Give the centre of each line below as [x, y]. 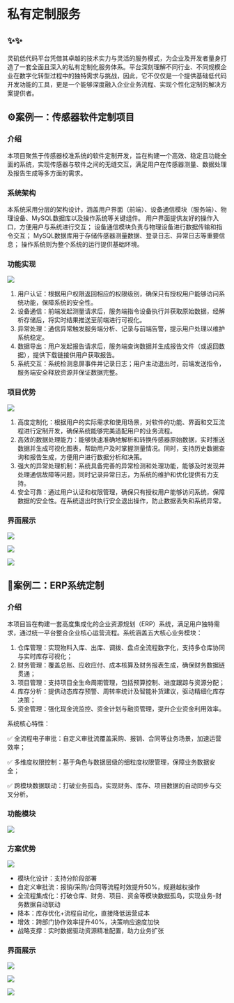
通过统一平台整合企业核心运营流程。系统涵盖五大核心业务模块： [111, 633]
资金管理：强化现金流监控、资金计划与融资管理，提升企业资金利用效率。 [121, 708]
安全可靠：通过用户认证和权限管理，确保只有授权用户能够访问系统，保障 [121, 492]
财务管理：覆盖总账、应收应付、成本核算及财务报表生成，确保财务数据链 [121, 665]
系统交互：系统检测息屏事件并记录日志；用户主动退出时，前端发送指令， [121, 363]
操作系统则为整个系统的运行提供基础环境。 [82, 244]
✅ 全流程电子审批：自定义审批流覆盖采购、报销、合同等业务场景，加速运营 [114, 738]
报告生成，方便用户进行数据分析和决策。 [88, 457]
